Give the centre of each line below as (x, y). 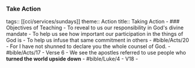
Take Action (23, 9)
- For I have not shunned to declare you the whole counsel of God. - (88, 46)
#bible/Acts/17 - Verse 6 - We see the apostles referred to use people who (96, 53)
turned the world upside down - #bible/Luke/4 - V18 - (72, 59)
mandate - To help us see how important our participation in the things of (95, 34)
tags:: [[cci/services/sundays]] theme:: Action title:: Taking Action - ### (93, 22)
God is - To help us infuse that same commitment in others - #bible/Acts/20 (97, 40)
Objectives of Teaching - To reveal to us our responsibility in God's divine (95, 28)
